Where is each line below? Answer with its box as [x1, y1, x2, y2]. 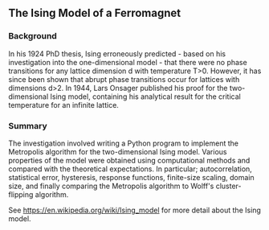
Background [8, 31, 58, 42]
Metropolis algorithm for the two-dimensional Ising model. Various [8, 146, 227, 156]
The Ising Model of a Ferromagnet [8, 6, 181, 20]
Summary [8, 120, 48, 131]
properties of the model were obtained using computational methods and [8, 155, 251, 165]
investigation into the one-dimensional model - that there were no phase [8, 57, 247, 67]
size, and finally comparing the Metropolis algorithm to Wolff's [8, 181, 214, 191]
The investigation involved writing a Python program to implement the [8, 138, 239, 148]
